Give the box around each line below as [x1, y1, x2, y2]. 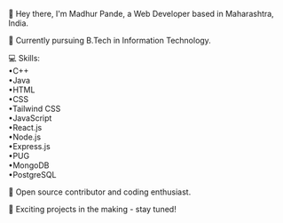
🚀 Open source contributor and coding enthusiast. [8, 187, 192, 197]
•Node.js [8, 131, 42, 142]
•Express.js [8, 141, 51, 151]
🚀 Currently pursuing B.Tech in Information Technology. [8, 36, 212, 45]
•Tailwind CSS [8, 103, 61, 114]
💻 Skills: [8, 53, 41, 63]
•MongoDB [8, 160, 50, 171]
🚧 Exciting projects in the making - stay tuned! [8, 204, 177, 214]
